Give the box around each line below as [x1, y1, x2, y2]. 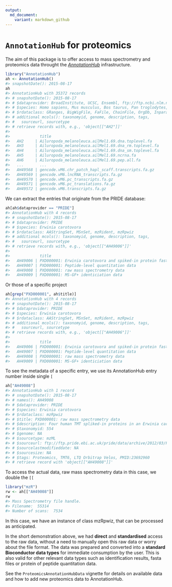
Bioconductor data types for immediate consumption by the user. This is [5, 549, 160, 556]
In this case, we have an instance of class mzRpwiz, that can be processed [5, 518, 164, 524]
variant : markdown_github [14, 17, 70, 22]
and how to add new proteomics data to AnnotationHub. [5, 576, 124, 582]
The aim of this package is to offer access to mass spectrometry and [5, 56, 150, 62]
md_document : [10, 12, 38, 17]
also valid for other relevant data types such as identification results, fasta [5, 555, 162, 561]
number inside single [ [5, 373, 53, 379]
